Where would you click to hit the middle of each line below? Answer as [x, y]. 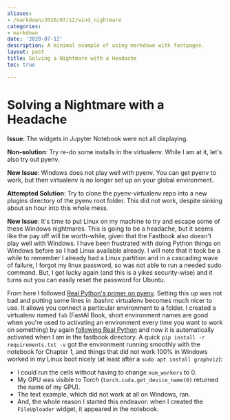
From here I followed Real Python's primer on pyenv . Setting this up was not [115, 293]
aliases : [20, 13]
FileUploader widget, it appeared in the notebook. [88, 409]
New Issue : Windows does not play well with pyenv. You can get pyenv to [112, 172]
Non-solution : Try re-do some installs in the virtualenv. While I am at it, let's [115, 151]
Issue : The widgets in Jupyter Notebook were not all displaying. [97, 138]
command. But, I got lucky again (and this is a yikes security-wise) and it [110, 272]
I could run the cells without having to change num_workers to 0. [107, 372]
